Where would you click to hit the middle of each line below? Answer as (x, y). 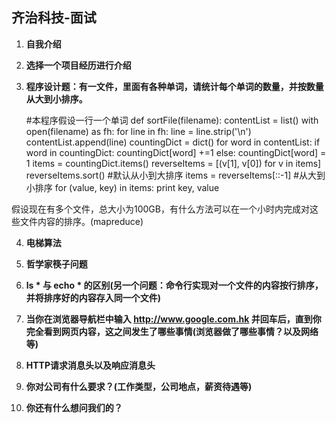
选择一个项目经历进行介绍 (78, 65)
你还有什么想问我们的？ (74, 407)
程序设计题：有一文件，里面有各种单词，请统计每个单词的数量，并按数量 (174, 86)
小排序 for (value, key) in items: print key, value (122, 187)
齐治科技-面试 (54, 18)
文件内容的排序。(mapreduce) (81, 221)
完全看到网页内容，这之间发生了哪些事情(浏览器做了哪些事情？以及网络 (172, 331)
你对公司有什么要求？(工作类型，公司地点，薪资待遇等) (139, 386)
